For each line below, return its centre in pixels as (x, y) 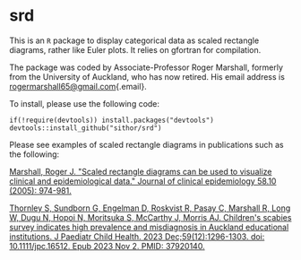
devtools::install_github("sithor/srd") (86, 128)
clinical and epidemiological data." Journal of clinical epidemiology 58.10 (143, 181)
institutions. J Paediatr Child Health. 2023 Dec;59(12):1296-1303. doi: (137, 236)
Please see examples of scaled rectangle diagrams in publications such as (146, 144)
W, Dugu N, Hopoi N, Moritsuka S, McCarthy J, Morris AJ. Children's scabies (150, 217)
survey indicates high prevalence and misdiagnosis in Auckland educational (149, 227)
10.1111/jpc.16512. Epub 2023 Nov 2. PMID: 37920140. (107, 246)
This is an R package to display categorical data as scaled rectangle (134, 40)
